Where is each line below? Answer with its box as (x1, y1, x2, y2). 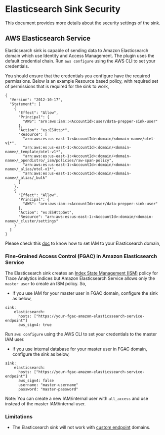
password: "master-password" (18, 387, 79, 392)
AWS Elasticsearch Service (5, 34, 91, 43)
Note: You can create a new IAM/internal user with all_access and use (5, 395, 148, 402)
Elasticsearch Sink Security (5, 3, 121, 15)
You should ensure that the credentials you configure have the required (5, 73, 150, 79)
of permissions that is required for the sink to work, (5, 83, 110, 89)
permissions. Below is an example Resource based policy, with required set (5, 78, 159, 84)
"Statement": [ (9, 102, 41, 107)
